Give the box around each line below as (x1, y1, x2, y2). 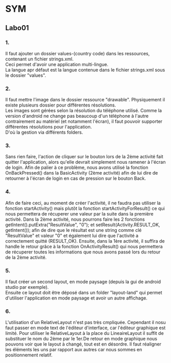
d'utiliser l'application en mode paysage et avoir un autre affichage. (5, 295, 147, 301)
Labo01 (5, 24, 29, 32)
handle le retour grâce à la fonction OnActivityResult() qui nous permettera (5, 243, 163, 249)
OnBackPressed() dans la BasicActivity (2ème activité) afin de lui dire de (5, 170, 158, 176)
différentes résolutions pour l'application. (5, 124, 92, 130)
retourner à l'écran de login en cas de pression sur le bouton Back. (5, 175, 146, 182)
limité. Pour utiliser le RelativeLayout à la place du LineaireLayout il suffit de (5, 330, 164, 336)
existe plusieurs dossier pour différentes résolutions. (5, 102, 116, 108)
